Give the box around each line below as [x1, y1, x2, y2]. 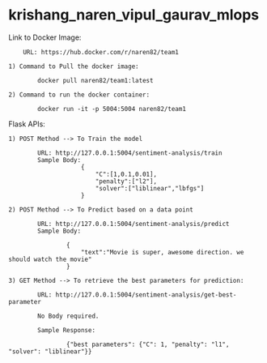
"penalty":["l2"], [95, 177, 158, 186]
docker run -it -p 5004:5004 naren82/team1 [37, 105, 186, 113]
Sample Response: [37, 326, 95, 334]
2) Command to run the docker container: [8, 91, 150, 99]
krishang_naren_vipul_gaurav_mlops [8, 6, 260, 24]
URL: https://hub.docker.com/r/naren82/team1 [23, 48, 180, 56]
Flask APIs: [8, 119, 46, 129]
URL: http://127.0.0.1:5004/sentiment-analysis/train [37, 148, 222, 157]
